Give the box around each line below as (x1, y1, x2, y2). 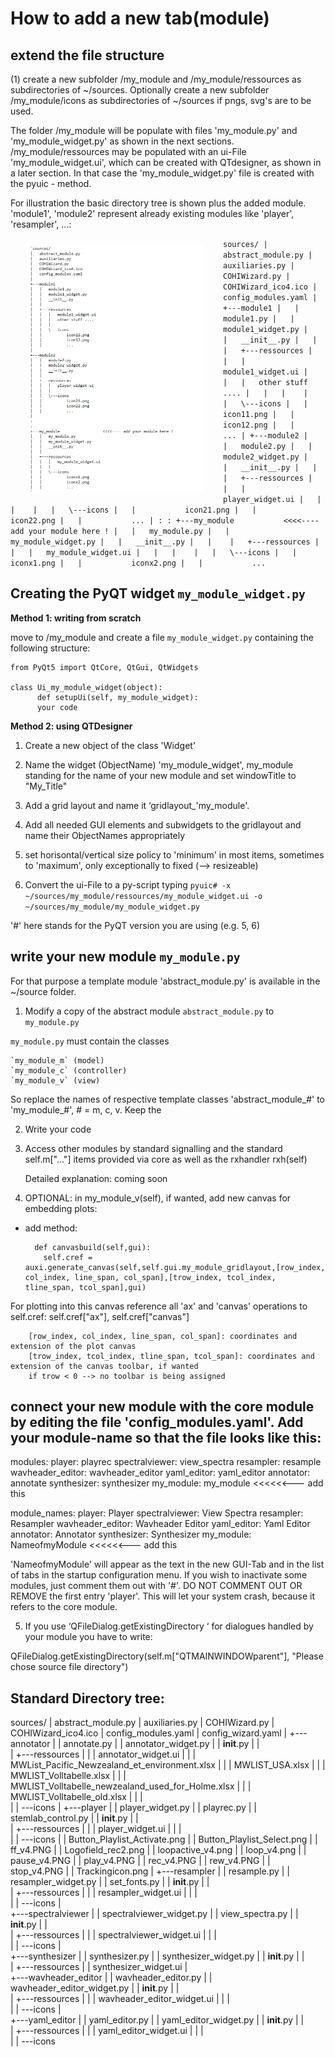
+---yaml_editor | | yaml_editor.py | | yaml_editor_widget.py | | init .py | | (10, 2014, 305, 2026)
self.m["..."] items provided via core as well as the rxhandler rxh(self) (24, 1153, 308, 1165)
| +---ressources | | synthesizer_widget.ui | (10, 1961, 188, 1973)
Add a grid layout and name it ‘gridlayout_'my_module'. (24, 799, 250, 811)
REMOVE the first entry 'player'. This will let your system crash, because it (10, 1590, 316, 1602)
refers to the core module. (10, 1601, 118, 1613)
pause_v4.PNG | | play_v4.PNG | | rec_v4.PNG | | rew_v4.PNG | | (10, 1855, 271, 1867)
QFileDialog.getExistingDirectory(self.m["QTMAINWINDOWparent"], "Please (10, 1650, 324, 1662)
